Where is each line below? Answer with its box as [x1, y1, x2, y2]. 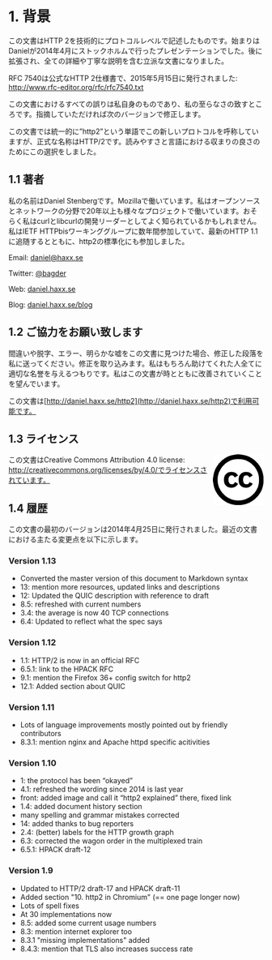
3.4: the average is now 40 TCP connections [19, 608, 169, 618]
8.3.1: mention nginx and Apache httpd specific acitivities [19, 737, 210, 747]
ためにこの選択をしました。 [8, 147, 101, 156]
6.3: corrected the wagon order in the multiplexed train [19, 836, 203, 846]
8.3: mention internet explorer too [19, 926, 132, 936]
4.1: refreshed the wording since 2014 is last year [19, 784, 184, 795]
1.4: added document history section [19, 802, 143, 812]
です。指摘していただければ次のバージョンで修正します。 [15, 109, 206, 118]
